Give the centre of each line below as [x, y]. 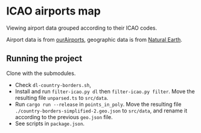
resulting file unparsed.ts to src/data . [62, 97]
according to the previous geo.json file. [64, 117]
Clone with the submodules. [41, 73]
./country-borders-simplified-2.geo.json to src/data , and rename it [101, 111]
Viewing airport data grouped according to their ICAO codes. [82, 28]
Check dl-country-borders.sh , [53, 85]
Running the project [44, 59]
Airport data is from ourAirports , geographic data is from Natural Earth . [94, 39]
